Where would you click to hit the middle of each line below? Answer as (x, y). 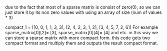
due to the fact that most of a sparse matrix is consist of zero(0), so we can (83, 7)
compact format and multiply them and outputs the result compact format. (82, 43)
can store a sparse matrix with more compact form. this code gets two (77, 38)
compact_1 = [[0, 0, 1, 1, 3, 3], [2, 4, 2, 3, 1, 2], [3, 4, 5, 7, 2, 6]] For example (82, 27)
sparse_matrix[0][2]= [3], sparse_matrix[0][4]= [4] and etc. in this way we (82, 32)
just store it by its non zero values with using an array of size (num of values (83, 12)
